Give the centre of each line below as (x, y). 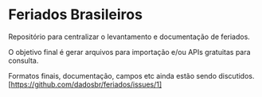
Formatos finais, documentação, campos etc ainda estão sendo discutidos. (131, 76)
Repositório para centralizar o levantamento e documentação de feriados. (129, 37)
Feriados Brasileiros (76, 15)
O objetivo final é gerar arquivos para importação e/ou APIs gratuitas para (129, 52)
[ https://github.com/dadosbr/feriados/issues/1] (85, 84)
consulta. (23, 60)
